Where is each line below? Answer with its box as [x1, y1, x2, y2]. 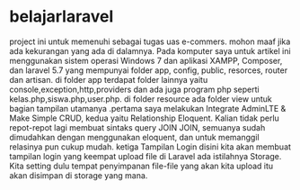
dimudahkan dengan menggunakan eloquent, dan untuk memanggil [9, 131, 260, 142]
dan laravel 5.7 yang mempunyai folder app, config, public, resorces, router [9, 65, 288, 76]
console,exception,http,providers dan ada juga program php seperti [9, 84, 260, 95]
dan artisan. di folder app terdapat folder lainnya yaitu [9, 74, 208, 85]
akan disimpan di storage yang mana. [9, 169, 148, 181]
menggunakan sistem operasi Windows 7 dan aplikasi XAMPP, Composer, [9, 55, 283, 66]
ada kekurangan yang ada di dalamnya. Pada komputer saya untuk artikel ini [9, 45, 291, 56]
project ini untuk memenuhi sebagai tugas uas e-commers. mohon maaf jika [9, 36, 291, 47]
